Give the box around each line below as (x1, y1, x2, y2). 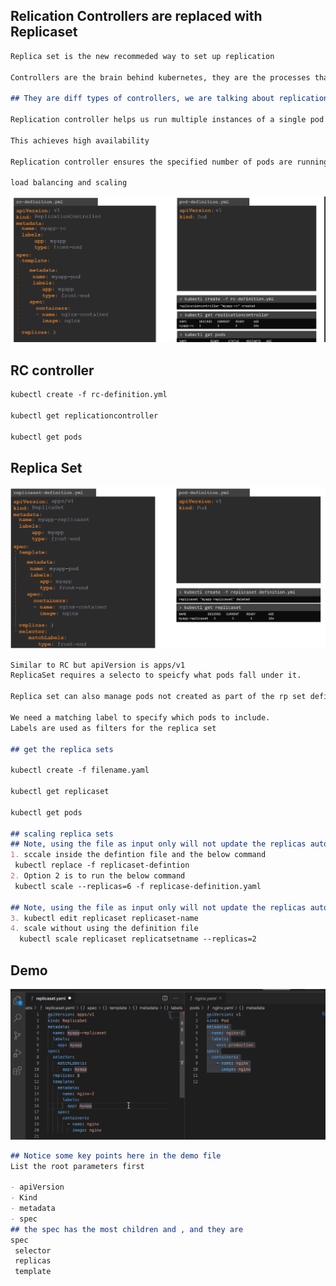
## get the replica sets (10, 744, 114, 754)
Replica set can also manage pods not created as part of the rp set (10, 692, 307, 702)
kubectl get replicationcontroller (10, 410, 159, 421)
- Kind (10, 1193, 38, 1203)
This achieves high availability (10, 135, 150, 146)
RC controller (10, 362, 95, 379)
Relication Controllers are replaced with (10, 8, 263, 25)
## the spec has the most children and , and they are (10, 1224, 244, 1234)
